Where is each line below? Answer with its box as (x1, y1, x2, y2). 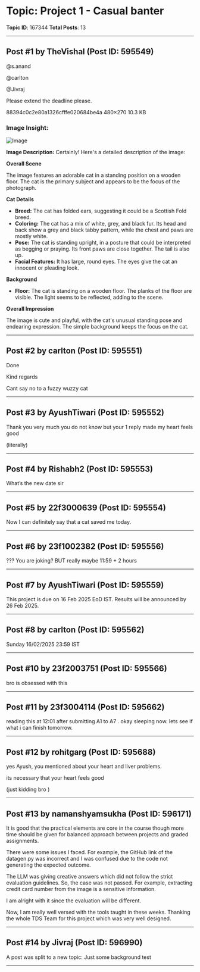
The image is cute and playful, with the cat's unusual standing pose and (6, 317, 183, 324)
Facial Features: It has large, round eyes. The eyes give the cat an (14, 258, 177, 265)
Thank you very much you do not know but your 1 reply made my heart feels (6, 423, 193, 430)
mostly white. (14, 233, 48, 240)
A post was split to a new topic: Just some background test (6, 954, 152, 961)
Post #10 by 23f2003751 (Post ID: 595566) (6, 664, 168, 674)
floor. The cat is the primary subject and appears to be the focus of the (6, 178, 180, 185)
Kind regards (6, 373, 38, 380)
